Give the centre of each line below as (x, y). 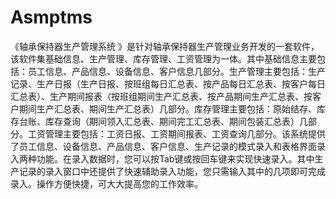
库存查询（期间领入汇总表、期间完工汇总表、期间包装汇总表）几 (176, 121)
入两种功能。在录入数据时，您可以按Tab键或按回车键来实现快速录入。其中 (162, 158)
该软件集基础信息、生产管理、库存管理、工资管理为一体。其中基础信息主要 (163, 58)
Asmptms (51, 17)
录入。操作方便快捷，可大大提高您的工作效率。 (106, 183)
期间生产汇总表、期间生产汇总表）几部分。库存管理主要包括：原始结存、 (167, 108)
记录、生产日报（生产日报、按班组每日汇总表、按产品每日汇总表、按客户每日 (168, 83)
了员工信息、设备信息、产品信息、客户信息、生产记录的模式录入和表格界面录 (168, 146)
